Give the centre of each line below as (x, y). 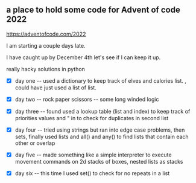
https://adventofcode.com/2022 (46, 34)
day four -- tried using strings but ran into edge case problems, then (100, 130)
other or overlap (35, 143)
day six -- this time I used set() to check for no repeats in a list (92, 173)
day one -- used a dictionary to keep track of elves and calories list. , (101, 80)
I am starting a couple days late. (46, 45)
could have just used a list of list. (55, 88)
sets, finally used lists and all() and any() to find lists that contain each (102, 137)
